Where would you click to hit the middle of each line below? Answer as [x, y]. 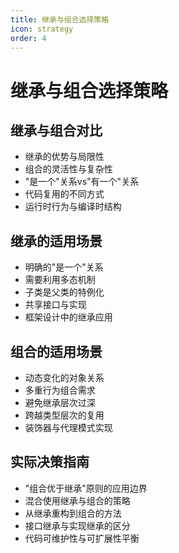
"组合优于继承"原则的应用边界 [86, 488]
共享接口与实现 [55, 305]
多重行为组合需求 [60, 390]
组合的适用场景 [56, 351]
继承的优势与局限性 [64, 157]
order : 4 [28, 38]
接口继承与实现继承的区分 [77, 525]
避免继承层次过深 [60, 402]
